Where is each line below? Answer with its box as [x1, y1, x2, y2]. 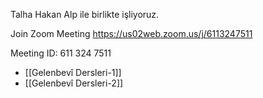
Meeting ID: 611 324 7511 [10, 47, 112, 59]
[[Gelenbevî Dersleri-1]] [24, 67, 122, 78]
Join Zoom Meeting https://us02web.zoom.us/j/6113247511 [10, 28, 253, 39]
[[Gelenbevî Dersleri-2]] [24, 77, 124, 89]
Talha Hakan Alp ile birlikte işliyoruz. [10, 9, 160, 20]
